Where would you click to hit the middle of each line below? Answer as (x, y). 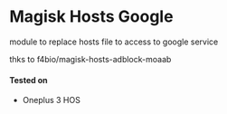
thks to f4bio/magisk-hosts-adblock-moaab (90, 59)
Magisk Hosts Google (91, 17)
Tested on (28, 80)
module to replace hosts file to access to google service (114, 42)
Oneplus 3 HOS (52, 100)
